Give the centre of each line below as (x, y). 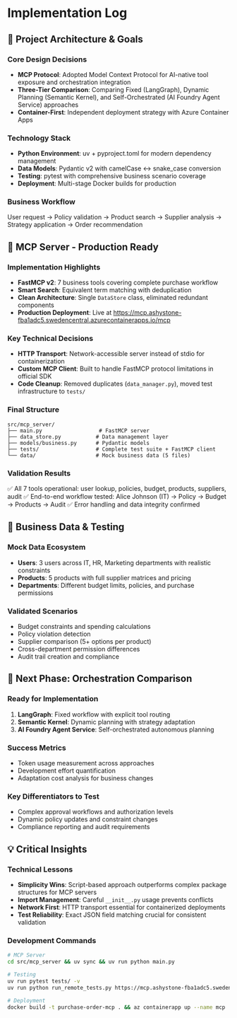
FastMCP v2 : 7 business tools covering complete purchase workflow (118, 283)
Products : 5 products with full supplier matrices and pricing (104, 577)
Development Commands (52, 940)
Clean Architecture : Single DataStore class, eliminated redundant (113, 298)
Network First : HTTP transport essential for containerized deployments (121, 907)
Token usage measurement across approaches (86, 763)
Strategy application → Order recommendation (75, 225)
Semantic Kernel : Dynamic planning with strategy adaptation (106, 722)
